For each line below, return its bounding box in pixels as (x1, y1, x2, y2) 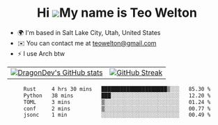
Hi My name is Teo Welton (37, 5, 197, 21)
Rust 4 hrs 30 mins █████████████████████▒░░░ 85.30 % (23, 85, 211, 92)
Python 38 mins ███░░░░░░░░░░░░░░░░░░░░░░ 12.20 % (23, 92, 211, 99)
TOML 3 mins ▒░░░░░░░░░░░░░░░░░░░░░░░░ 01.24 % (23, 98, 211, 105)
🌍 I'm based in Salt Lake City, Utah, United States (17, 28, 161, 36)
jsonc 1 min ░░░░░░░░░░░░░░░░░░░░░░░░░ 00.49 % (23, 112, 211, 119)
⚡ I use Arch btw (17, 49, 65, 57)
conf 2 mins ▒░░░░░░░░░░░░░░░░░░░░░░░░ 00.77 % (23, 105, 211, 112)
